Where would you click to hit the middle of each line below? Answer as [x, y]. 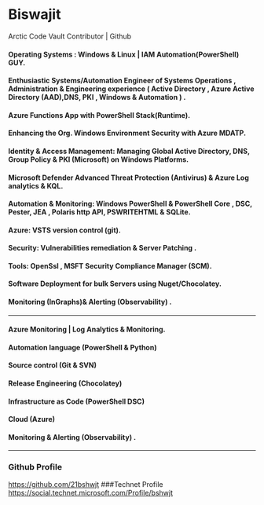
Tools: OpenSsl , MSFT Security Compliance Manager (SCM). [110, 265]
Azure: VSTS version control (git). [65, 230]
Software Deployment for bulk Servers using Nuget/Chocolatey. [115, 284]
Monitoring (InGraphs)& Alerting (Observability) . [90, 302]
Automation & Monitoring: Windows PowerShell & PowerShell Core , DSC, [130, 204]
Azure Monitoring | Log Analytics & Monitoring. [87, 329]
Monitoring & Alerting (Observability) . [72, 437]
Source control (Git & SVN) [52, 365]
